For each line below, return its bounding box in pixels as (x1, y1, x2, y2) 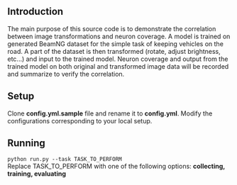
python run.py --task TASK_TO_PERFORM (7, 156, 122, 163)
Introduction (7, 6, 64, 18)
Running (7, 138, 46, 150)
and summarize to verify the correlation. (7, 69, 125, 78)
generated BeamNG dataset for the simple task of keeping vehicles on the (7, 39, 224, 48)
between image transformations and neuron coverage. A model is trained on (7, 32, 231, 40)
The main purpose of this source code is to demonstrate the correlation (7, 24, 216, 33)
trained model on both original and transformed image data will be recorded (7, 62, 229, 70)
